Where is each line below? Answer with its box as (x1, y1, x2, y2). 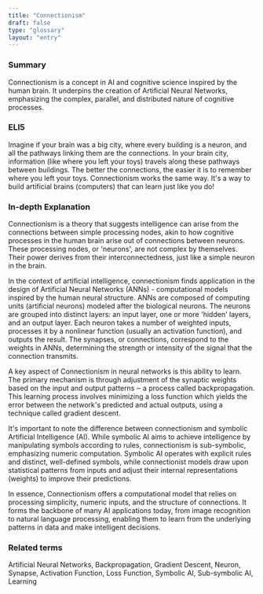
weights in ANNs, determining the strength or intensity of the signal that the (8, 343, 253, 352)
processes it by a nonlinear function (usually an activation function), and (8, 327, 242, 336)
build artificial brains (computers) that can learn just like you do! (8, 182, 214, 191)
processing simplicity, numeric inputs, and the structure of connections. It (8, 497, 247, 507)
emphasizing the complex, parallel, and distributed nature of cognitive (8, 94, 235, 103)
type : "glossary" (8, 26, 65, 34)
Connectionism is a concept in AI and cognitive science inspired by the (8, 77, 238, 87)
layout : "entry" (8, 33, 61, 42)
